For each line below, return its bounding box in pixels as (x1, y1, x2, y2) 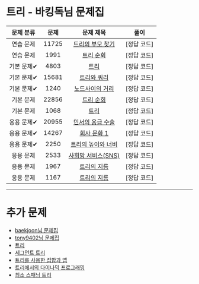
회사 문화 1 (79, 129, 109, 137)
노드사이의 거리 (73, 84, 114, 93)
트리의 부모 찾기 (73, 40, 115, 48)
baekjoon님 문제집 (14, 226, 59, 233)
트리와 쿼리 (79, 73, 109, 81)
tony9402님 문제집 (14, 234, 60, 241)
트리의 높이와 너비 (70, 140, 118, 149)
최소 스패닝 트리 (14, 271, 52, 278)
